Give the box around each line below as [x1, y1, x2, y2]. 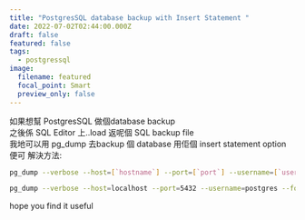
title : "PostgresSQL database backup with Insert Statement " [9, 13, 250, 23]
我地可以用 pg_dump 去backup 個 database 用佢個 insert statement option [9, 138, 287, 149]
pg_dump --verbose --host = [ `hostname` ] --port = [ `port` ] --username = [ [9, 167, 279, 177]
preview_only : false [17, 89, 95, 98]
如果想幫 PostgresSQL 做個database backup [9, 115, 175, 126]
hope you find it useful [9, 201, 93, 212]
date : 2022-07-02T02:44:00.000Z [9, 22, 132, 31]
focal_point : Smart [17, 81, 92, 90]
